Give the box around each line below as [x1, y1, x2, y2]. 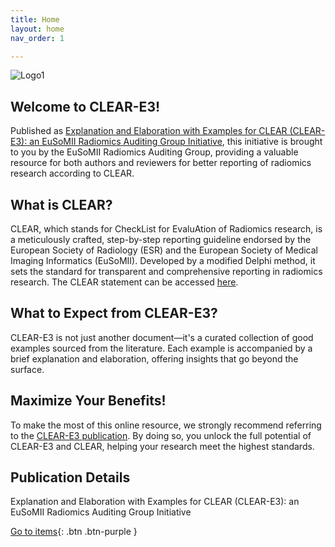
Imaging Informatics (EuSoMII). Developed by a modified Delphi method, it [10, 255, 316, 266]
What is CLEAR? [10, 196, 113, 213]
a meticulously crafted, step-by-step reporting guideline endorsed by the [10, 234, 312, 245]
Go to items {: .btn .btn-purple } [10, 526, 138, 538]
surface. [10, 363, 45, 375]
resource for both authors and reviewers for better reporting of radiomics [10, 157, 312, 169]
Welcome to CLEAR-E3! [10, 98, 161, 115]
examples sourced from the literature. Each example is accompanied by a [10, 342, 313, 354]
